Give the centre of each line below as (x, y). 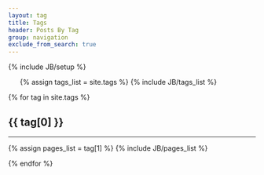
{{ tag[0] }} (36, 122)
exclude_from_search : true (52, 45)
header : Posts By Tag (44, 30)
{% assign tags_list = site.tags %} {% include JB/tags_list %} (118, 82)
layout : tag (27, 15)
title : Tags (27, 23)
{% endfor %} (31, 163)
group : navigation (38, 37)
